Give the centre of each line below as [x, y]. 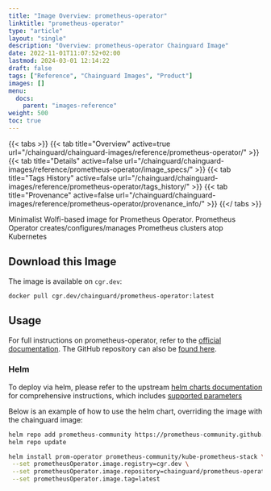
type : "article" [35, 31]
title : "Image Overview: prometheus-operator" [88, 16]
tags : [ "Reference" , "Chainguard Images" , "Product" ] [101, 76]
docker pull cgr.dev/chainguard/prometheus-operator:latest [112, 296]
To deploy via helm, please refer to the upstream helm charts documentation [135, 387]
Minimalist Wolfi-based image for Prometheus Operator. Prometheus [122, 219]
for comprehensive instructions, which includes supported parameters [125, 395]
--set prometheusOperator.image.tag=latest [86, 479]
